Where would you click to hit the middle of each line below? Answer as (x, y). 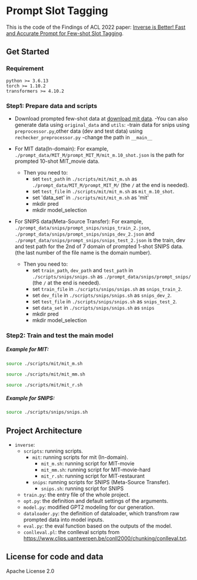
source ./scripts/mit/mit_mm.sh (46, 374)
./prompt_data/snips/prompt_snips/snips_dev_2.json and (84, 234)
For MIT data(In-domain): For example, (61, 149)
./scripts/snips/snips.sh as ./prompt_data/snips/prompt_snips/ (111, 276)
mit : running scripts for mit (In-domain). (80, 457)
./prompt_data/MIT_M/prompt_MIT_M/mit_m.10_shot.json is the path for (99, 155)
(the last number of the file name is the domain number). (83, 252)
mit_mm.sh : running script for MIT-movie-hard (96, 470)
